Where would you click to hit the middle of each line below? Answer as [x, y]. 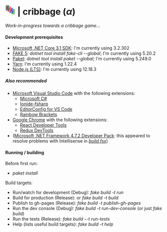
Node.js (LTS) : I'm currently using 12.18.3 [54, 69]
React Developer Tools [43, 125]
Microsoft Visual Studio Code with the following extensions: [74, 93]
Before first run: [21, 164]
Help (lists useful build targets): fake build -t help [63, 225]
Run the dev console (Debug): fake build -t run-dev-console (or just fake [87, 209]
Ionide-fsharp [34, 104]
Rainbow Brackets [38, 115]
